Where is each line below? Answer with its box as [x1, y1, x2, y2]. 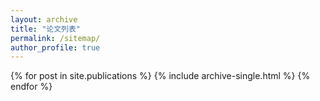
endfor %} [10, 81, 53, 93]
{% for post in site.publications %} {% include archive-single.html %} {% [10, 70, 311, 82]
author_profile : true [10, 42, 101, 53]
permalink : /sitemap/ [10, 33, 101, 43]
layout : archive [10, 14, 78, 25]
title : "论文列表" [10, 24, 82, 34]
